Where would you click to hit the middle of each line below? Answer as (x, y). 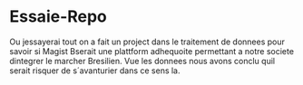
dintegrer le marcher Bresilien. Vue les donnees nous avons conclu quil (142, 61)
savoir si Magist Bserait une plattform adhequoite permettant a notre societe (152, 51)
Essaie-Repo (58, 17)
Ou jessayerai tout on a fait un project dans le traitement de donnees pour (147, 42)
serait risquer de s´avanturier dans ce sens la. (95, 71)
